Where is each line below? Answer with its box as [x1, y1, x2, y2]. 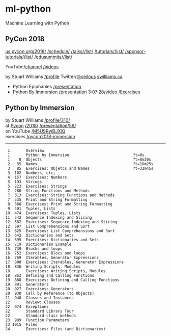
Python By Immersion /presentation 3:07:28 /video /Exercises [12, 89, 140, 95]
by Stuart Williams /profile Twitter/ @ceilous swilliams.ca [5, 73, 123, 80]
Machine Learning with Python [5, 20, 70, 26]
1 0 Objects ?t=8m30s [7, 157, 152, 162]
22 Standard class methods [5, 313, 76, 318]
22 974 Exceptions [5, 304, 49, 309]
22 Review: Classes [5, 299, 60, 305]
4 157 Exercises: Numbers [7, 174, 67, 180]
